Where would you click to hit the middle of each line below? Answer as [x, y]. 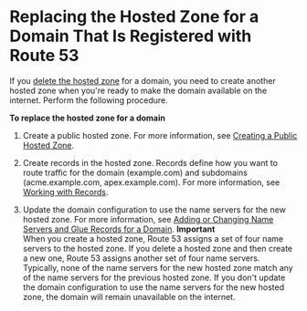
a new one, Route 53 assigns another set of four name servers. [141, 258]
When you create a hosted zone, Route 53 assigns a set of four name [153, 238]
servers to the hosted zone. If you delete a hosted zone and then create [158, 248]
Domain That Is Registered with [131, 36]
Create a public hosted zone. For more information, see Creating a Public [160, 135]
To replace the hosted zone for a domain [88, 118]
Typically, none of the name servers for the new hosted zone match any [158, 267]
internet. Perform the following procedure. [89, 100]
